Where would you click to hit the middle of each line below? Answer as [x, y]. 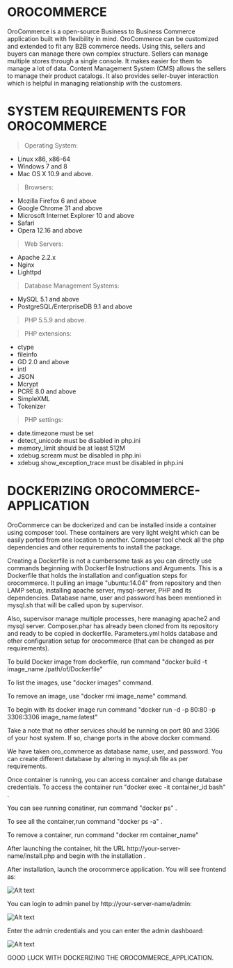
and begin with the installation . [101, 856]
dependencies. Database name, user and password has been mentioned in [115, 598]
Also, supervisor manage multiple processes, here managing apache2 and [114, 618]
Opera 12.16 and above [50, 230]
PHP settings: [44, 419]
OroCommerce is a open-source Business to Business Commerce [102, 31]
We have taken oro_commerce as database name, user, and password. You [115, 751]
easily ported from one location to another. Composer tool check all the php [116, 540]
